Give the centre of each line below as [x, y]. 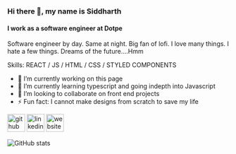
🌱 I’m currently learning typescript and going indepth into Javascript [117, 86]
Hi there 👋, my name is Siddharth [64, 11]
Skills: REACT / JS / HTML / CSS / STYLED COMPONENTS [92, 65]
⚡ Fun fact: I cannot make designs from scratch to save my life [108, 102]
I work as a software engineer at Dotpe [65, 28]
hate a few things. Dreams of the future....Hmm [75, 52]
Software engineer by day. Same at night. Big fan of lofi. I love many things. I [118, 44]
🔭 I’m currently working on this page [70, 79]
